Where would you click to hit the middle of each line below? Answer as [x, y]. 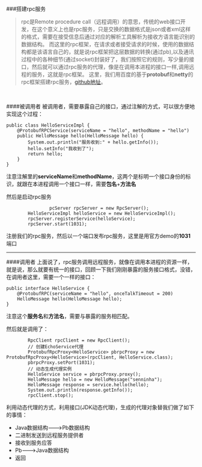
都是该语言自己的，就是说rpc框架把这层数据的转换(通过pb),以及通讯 [110, 52]
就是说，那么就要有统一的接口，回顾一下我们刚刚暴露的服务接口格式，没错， [101, 269]
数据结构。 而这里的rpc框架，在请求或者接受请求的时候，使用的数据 [105, 44]
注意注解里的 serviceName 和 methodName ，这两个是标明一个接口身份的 [96, 176]
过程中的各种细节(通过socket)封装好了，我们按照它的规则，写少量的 [105, 59]
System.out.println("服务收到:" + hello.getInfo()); [93, 142]
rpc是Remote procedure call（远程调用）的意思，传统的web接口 [100, 22]
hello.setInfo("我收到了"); [61, 149]
